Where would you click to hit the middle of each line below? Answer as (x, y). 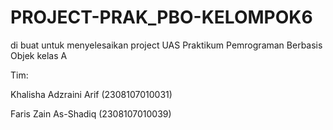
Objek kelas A (39, 55)
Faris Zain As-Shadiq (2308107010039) (91, 113)
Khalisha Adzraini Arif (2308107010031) (91, 94)
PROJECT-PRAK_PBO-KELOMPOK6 (161, 17)
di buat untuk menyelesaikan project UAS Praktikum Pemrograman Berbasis (166, 45)
